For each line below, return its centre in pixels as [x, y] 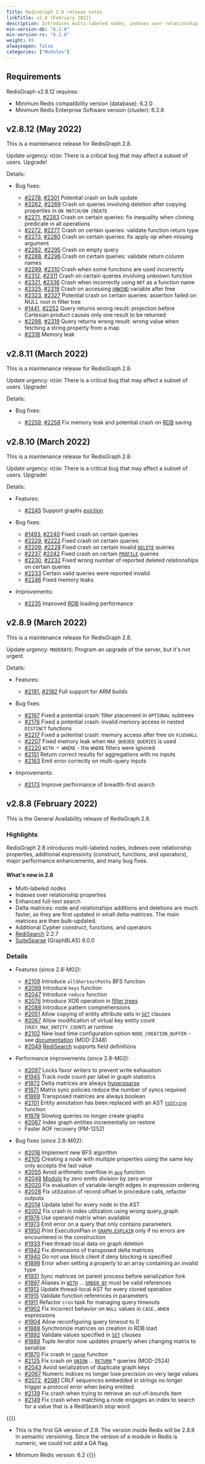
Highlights [22, 834]
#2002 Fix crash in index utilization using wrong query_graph [101, 1211]
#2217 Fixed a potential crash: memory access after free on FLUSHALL [111, 734]
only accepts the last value [58, 1166]
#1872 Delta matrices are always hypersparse [82, 1083]
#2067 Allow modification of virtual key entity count [90, 1021]
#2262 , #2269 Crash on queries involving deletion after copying [105, 204]
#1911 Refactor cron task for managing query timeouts [92, 1302]
